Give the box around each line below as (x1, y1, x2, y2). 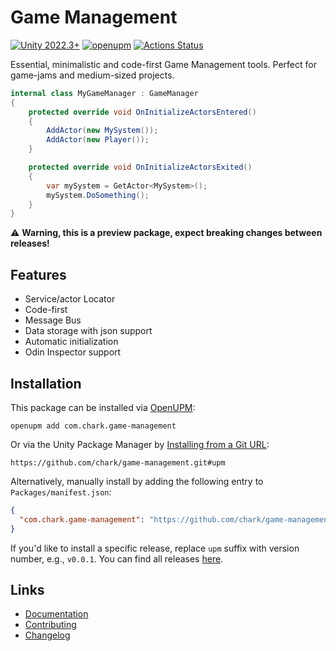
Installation (10, 375, 82, 392)
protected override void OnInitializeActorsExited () (28, 162, 253, 173)
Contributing (24, 619, 77, 631)
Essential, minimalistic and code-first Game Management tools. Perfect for (10, 58, 317, 70)
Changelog (24, 629, 71, 641)
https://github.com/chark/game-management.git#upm (10, 457, 226, 468)
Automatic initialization (24, 336, 119, 348)
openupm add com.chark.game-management (10, 421, 177, 431)
